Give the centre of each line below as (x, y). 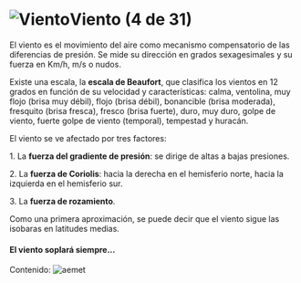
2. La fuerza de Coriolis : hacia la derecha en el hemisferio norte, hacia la (147, 173)
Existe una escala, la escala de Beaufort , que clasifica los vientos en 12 (144, 81)
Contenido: (31, 270)
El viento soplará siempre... (62, 249)
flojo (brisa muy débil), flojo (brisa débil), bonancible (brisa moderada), (142, 101)
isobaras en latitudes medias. (65, 228)
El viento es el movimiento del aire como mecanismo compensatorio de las (150, 45)
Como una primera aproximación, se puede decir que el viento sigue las (145, 218)
